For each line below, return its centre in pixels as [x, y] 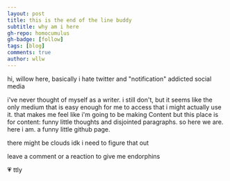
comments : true [29, 53]
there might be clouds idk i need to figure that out [78, 143]
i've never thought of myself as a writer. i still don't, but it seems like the [110, 100]
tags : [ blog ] [26, 46]
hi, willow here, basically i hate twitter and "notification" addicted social [109, 79]
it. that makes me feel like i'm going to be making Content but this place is [113, 114]
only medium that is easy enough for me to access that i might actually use [114, 107]
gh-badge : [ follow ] [35, 40]
